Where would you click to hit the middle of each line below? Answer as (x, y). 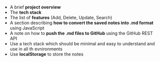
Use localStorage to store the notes (46, 54)
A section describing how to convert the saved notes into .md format (81, 23)
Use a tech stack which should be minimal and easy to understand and (82, 44)
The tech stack (26, 12)
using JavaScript (27, 28)
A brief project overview (35, 7)
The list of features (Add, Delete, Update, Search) (61, 17)
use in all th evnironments (36, 49)
